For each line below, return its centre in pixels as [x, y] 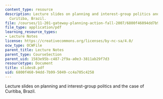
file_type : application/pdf [33, 28]
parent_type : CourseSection [33, 54]
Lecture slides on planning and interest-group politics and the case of [75, 86]
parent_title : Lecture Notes [34, 50]
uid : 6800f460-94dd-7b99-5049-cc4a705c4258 [50, 72]
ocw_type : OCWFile [24, 45]
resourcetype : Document [29, 63]
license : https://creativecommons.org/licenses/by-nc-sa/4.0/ [69, 41]
